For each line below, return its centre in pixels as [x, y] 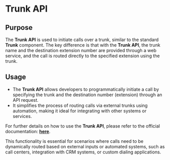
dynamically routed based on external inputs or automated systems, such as [85, 146]
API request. [26, 100]
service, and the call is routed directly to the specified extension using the [82, 56]
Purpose [19, 28]
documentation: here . [28, 131]
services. [22, 116]
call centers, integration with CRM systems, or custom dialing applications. [83, 152]
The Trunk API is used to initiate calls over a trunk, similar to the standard [82, 39]
